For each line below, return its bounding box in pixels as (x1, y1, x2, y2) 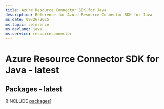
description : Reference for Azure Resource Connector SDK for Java (5, 12, 153, 17)
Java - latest (5, 64, 59, 76)
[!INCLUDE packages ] (5, 98, 52, 104)
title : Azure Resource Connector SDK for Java (5, 7, 107, 13)
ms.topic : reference (5, 21, 50, 27)
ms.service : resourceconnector (5, 31, 72, 36)
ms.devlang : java (5, 27, 43, 32)
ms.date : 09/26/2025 (5, 17, 50, 22)
